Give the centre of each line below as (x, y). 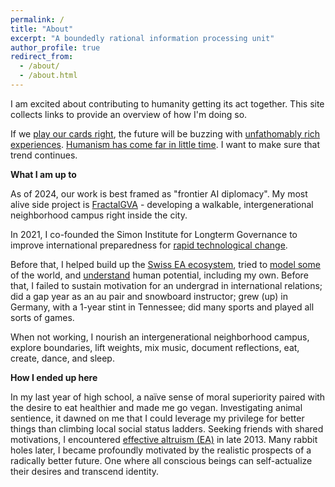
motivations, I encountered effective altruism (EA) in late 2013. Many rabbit (164, 439)
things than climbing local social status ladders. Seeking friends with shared (167, 428)
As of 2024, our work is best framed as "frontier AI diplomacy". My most (159, 193)
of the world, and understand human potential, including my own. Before (159, 275)
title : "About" (42, 29)
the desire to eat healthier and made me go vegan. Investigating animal (156, 407)
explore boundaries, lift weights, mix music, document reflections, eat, (155, 347)
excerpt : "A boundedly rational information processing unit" (142, 38)
